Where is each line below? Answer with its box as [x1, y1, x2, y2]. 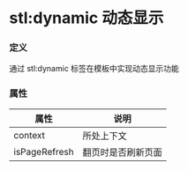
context [13, 129, 46, 141]
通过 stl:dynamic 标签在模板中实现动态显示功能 [9, 63, 179, 74]
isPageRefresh [13, 145, 74, 158]
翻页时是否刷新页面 [82, 146, 162, 159]
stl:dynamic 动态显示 [9, 8, 164, 28]
